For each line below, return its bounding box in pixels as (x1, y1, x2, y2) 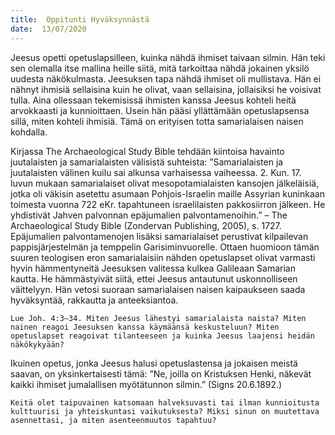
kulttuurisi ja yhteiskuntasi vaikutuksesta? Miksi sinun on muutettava (10, 406, 320, 416)
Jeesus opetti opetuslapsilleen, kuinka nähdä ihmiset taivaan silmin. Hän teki (10, 51, 326, 63)
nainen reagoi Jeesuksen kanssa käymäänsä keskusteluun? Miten (10, 322, 280, 332)
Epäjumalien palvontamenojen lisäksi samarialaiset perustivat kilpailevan (10, 230, 309, 242)
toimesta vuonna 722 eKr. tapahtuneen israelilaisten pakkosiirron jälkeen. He (10, 198, 326, 210)
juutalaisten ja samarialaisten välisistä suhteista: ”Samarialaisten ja (10, 156, 284, 168)
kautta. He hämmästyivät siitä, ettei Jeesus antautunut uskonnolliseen (10, 272, 298, 285)
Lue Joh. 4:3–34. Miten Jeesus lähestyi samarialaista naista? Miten (10, 313, 307, 323)
